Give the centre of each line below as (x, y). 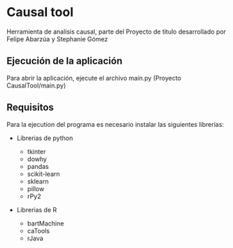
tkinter (36, 151)
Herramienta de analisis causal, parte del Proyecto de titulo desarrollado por (116, 32)
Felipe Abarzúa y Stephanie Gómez (57, 39)
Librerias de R (37, 209)
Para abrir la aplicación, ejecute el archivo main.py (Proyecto (94, 78)
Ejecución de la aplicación (65, 61)
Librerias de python (45, 138)
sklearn (38, 181)
